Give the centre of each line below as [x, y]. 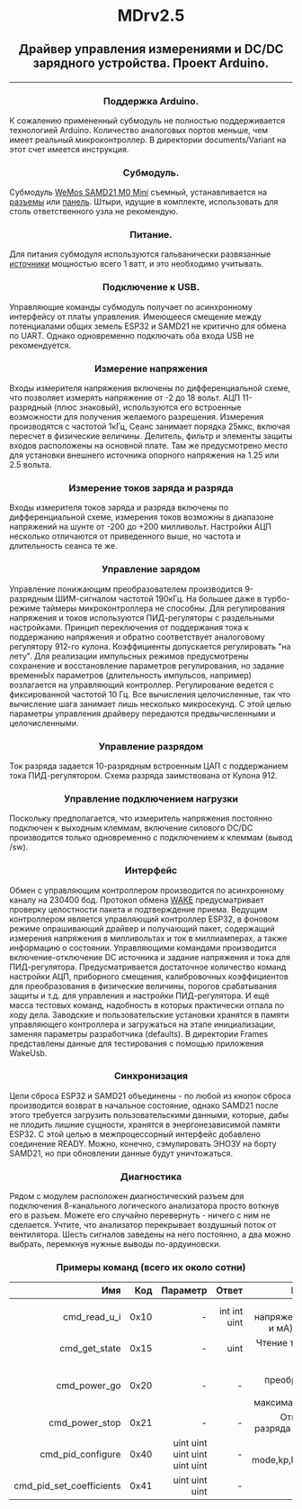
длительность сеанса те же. [64, 546]
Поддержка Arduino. [151, 101]
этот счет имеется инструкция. [69, 149]
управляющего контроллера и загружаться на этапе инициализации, [142, 1024]
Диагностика [151, 1177]
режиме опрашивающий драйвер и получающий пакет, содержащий [142, 928]
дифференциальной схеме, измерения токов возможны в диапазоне [142, 517]
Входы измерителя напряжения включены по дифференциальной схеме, [150, 388]
